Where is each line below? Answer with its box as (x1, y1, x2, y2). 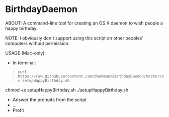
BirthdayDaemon (5, 3, 78, 15)
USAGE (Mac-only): (5, 50, 46, 56)
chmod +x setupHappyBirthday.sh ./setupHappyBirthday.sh (5, 86, 129, 93)
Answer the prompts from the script (12, 96, 87, 102)
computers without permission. (5, 40, 70, 46)
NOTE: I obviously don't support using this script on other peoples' (5, 35, 144, 41)
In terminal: (12, 59, 36, 65)
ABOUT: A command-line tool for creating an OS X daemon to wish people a (5, 20, 163, 26)
